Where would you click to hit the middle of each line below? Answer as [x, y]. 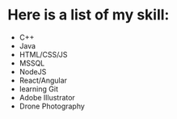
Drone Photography [52, 106]
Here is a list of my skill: [88, 15]
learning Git [38, 89]
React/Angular [43, 80]
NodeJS [33, 71]
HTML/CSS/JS [43, 54]
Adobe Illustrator [47, 97]
